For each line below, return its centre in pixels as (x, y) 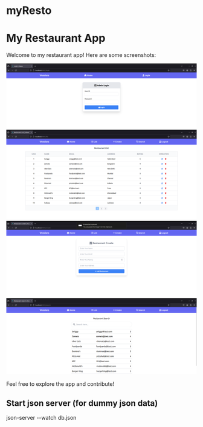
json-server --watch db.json (41, 418)
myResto (29, 11)
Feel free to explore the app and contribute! (60, 384)
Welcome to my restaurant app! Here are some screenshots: (81, 55)
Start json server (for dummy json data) (82, 403)
